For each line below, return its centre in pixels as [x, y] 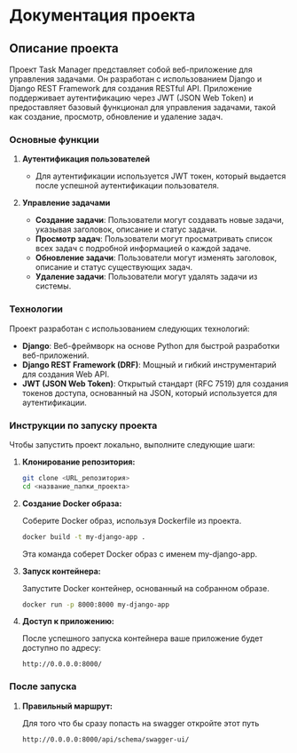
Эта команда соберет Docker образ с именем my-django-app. [140, 554]
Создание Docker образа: [72, 503]
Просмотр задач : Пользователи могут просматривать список [154, 239]
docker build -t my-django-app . [84, 537]
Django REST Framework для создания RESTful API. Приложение [131, 88]
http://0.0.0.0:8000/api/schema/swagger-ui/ [106, 739]
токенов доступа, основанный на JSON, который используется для [149, 392]
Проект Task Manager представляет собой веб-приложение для [131, 69]
